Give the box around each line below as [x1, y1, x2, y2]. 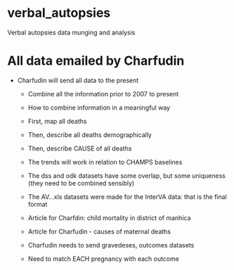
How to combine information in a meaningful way [27, 103, 171, 112]
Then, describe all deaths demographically [27, 130, 152, 139]
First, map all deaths [27, 117, 87, 125]
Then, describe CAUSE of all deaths [27, 144, 132, 153]
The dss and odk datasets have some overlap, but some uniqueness [27, 171, 226, 180]
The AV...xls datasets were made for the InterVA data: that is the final [27, 192, 227, 201]
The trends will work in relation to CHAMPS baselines [27, 157, 183, 166]
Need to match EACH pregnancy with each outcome [27, 255, 179, 263]
